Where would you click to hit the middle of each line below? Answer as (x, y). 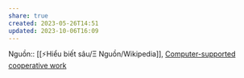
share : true (28, 16)
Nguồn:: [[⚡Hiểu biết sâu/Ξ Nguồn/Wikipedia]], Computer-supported (122, 54)
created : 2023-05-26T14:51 (54, 23)
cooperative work (37, 66)
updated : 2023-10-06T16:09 (54, 31)
